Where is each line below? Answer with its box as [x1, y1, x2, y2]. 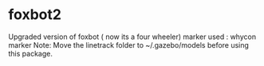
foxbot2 [8, 6, 62, 24]
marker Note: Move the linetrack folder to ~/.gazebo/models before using [8, 40, 250, 49]
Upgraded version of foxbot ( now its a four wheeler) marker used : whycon [8, 32, 257, 41]
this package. [8, 49, 53, 58]
